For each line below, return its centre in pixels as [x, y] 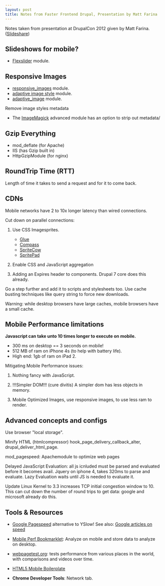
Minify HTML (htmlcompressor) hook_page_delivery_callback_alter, [73, 442]
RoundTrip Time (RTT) [40, 171]
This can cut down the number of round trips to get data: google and [75, 492]
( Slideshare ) [17, 34]
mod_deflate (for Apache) [38, 145]
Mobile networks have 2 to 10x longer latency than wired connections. [76, 211]
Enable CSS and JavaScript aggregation [53, 264]
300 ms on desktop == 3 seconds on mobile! [58, 346]
